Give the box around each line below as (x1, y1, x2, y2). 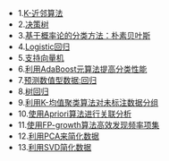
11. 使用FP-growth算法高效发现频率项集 (17, 120, 160, 130)
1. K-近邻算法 (17, 8, 63, 18)
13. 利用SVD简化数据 (17, 142, 92, 152)
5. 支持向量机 (17, 53, 64, 63)
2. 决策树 (17, 19, 49, 30)
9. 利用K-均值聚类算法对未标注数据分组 (17, 97, 159, 107)
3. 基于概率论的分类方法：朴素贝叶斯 (17, 30, 151, 40)
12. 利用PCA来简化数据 (17, 131, 100, 141)
